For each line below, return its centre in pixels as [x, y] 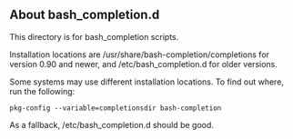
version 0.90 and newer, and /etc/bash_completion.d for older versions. [143, 64]
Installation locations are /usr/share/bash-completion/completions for [140, 55]
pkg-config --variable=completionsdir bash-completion [116, 108]
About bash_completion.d [85, 15]
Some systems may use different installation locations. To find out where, [147, 82]
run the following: [42, 91]
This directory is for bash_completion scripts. [94, 36]
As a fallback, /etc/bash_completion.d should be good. [111, 124]
